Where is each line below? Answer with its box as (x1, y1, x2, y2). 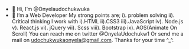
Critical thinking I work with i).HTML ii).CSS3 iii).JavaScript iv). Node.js (11, 18, 184, 24)
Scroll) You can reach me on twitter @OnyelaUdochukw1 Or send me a (11, 30, 184, 37)
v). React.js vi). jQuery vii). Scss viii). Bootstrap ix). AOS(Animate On (11, 24, 177, 31)
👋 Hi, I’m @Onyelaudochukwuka (11, 6, 90, 12)
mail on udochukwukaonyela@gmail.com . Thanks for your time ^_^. (11, 37, 174, 43)
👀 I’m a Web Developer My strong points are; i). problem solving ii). (11, 12, 175, 19)
